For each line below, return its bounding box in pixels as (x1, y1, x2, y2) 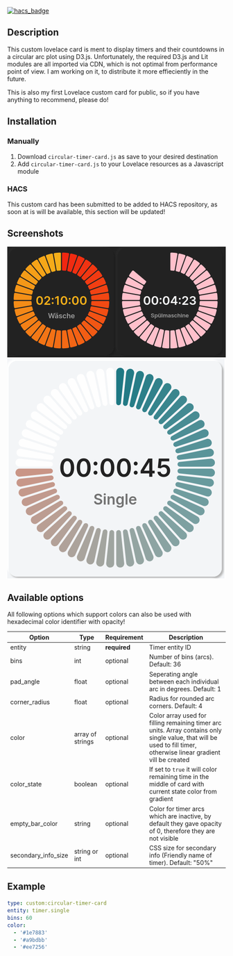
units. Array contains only (148, 726, 222, 734)
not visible (148, 834, 179, 842)
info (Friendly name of (148, 851, 213, 859)
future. (7, 74, 26, 83)
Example (7, 880, 46, 892)
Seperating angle (148, 670, 198, 678)
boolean (74, 780, 98, 789)
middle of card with (148, 780, 205, 789)
